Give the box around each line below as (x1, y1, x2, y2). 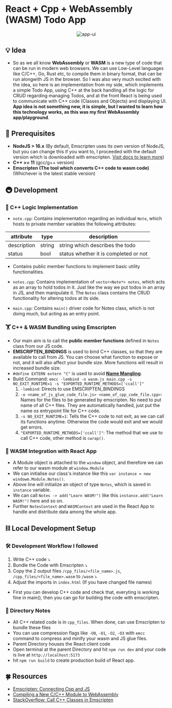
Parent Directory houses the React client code (12, 641, 110, 647)
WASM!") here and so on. (12, 498, 64, 504)
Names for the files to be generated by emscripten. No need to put (20, 397, 162, 403)
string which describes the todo (59, 242, 136, 249)
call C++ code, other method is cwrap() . (20, 435, 105, 441)
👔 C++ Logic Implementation (5, 204, 78, 211)
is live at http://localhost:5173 (12, 651, 80, 658)
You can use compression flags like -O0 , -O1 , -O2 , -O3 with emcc (12, 630, 145, 636)
